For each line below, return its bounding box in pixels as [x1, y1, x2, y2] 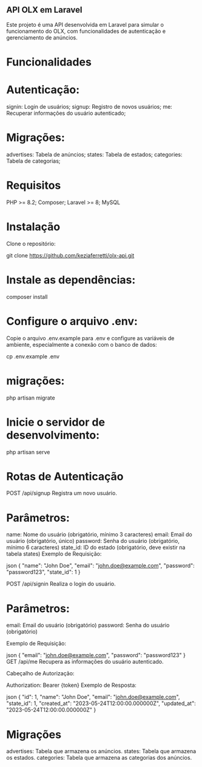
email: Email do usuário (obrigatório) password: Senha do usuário [6, 622, 170, 629]
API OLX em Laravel [6, 5, 82, 15]
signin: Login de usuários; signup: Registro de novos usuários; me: [6, 103, 173, 110]
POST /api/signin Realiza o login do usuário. [6, 580, 116, 588]
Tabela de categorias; [6, 157, 61, 165]
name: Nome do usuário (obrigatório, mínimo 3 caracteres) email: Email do [6, 531, 192, 538]
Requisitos [6, 179, 61, 193]
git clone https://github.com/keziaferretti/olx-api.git [6, 251, 135, 259]
